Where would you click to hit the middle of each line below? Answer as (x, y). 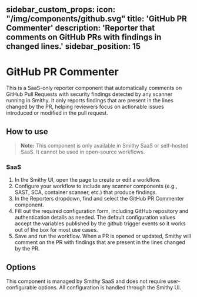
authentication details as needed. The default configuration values (95, 218)
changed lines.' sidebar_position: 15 (74, 46)
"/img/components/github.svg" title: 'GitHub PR (96, 19)
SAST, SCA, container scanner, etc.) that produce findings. (86, 192)
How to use (27, 131)
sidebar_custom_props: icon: (61, 10)
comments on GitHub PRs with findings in (84, 37)
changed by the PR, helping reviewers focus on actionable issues (85, 107)
